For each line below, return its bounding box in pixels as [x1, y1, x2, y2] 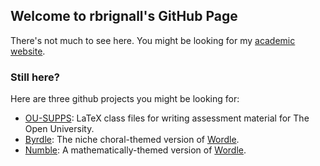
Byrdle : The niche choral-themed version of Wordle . [24, 134, 240, 146]
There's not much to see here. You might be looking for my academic [10, 34, 296, 46]
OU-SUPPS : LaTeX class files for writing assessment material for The [24, 112, 310, 124]
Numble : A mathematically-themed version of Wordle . [24, 144, 247, 156]
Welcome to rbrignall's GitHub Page [10, 8, 238, 25]
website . [10, 45, 46, 57]
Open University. [24, 123, 95, 135]
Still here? [10, 70, 60, 84]
